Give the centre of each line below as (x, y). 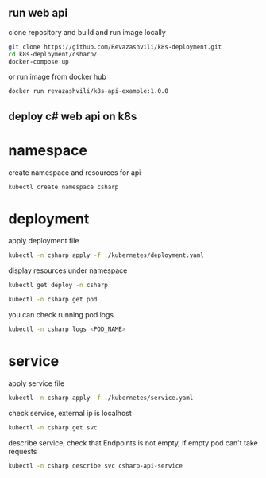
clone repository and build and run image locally (87, 32)
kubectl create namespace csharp (64, 187)
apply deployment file (44, 241)
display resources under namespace (68, 270)
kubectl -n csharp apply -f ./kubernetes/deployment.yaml (106, 255)
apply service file (37, 383)
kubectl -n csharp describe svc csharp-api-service (95, 466)
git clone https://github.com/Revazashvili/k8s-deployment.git (115, 47)
